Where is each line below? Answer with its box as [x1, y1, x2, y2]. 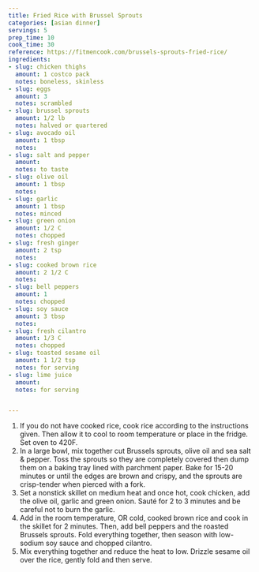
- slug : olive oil [8, 173, 69, 181]
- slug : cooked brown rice [8, 261, 97, 269]
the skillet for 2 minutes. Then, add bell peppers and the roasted [19, 522, 229, 531]
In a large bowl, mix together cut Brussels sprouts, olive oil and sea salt [19, 447, 251, 456]
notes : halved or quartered [15, 122, 108, 129]
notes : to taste [15, 166, 69, 174]
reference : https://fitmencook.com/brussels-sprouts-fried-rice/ [8, 48, 227, 56]
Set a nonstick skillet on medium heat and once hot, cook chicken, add [19, 488, 250, 498]
